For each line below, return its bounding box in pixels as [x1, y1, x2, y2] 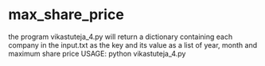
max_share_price [8, 6, 125, 24]
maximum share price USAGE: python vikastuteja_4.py [8, 49, 186, 58]
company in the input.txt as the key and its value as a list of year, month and [8, 40, 257, 49]
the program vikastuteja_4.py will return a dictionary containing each [8, 32, 233, 41]
